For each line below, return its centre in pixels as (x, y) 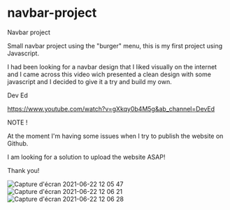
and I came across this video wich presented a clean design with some (109, 74)
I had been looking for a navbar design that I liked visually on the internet (112, 66)
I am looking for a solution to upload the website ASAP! (86, 157)
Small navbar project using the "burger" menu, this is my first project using (115, 45)
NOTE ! (17, 122)
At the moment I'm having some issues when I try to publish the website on (115, 136)
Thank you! (23, 170)
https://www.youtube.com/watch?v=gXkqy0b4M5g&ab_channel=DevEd (111, 108)
